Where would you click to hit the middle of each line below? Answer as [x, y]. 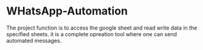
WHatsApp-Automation [67, 11]
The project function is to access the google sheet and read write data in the [102, 28]
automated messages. [34, 40]
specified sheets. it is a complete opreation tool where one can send [92, 34]
